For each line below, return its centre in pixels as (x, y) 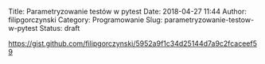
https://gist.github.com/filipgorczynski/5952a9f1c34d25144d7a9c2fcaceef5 (132, 43)
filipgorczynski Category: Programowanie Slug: (86, 20)
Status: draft (60, 28)
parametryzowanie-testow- (209, 20)
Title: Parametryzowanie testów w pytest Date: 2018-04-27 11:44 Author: (127, 11)
